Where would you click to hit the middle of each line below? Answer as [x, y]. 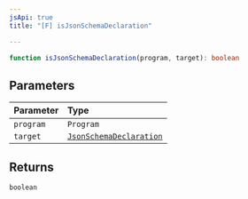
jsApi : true [31, 17]
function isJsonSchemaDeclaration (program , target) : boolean [124, 58]
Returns [32, 167]
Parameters [42, 85]
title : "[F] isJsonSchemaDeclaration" [81, 26]
